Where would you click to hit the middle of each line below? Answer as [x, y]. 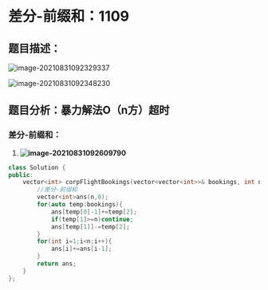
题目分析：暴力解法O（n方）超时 [89, 110]
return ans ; [57, 264]
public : [21, 175]
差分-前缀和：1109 [69, 16]
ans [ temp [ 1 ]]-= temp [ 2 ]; [90, 227]
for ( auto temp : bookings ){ [80, 205]
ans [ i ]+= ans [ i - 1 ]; [81, 249]
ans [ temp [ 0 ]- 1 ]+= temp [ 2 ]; [94, 212]
